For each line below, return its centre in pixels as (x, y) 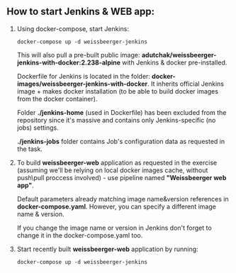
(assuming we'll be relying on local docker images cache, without (112, 170)
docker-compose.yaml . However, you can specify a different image (117, 206)
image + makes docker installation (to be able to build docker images (118, 91)
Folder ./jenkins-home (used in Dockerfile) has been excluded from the (122, 112)
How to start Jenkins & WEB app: (81, 12)
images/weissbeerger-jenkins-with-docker (82, 84)
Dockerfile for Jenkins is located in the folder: (83, 76)
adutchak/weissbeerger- (179, 55)
